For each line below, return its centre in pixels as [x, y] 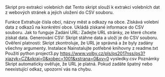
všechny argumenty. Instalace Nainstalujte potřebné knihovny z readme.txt [82, 48]
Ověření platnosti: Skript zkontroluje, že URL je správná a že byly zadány [79, 43]
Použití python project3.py [32, 53]
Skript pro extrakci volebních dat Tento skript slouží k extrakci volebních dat [82, 7]
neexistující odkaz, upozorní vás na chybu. [49, 69]
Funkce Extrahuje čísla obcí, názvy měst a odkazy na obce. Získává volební [82, 22]
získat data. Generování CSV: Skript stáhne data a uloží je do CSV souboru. [82, 38]
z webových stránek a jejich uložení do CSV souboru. [59, 12]
